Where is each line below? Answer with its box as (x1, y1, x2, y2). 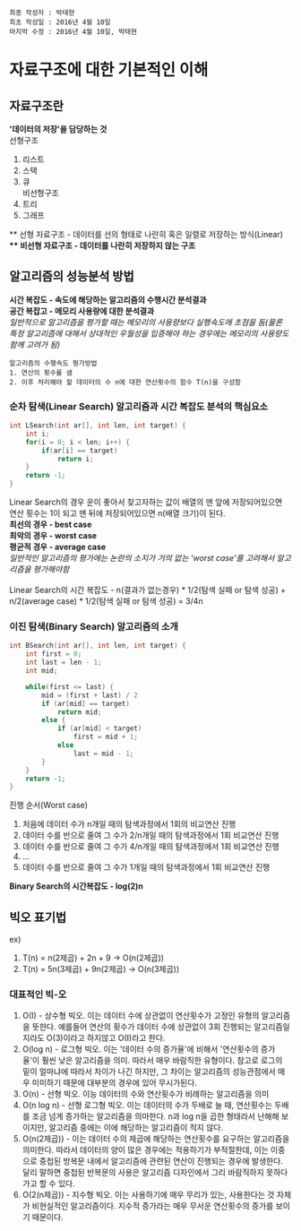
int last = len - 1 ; (25, 658, 102, 667)
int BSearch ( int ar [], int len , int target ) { (9, 641, 186, 650)
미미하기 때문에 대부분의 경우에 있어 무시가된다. (31, 1078, 197, 1089)
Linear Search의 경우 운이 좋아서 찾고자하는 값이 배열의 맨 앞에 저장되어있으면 (9, 496, 283, 508)
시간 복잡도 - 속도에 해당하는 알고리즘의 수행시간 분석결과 (9, 294, 207, 305)
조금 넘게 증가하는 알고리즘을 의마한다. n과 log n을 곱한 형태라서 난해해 (31, 1111, 279, 1122)
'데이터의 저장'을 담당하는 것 (9, 124, 107, 134)
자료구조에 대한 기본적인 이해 (9, 60, 209, 81)
